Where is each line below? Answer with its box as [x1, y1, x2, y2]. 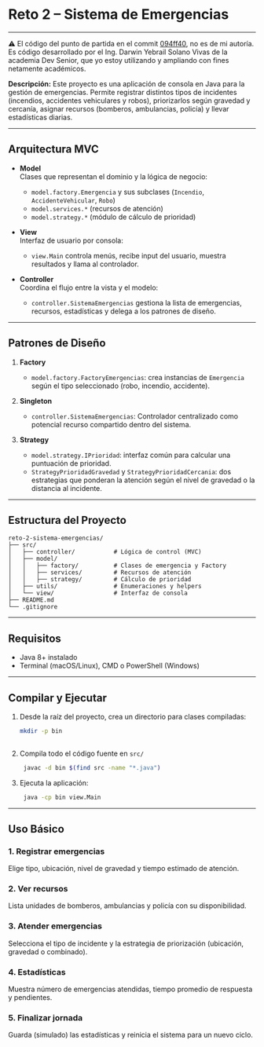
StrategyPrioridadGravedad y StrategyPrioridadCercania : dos [31, 467, 232, 476]
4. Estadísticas [8, 966, 66, 977]
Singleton [19, 396, 53, 405]
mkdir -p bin [19, 727, 63, 735]
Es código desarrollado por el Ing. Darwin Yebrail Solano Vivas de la [8, 47, 228, 57]
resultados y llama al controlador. [31, 259, 139, 269]
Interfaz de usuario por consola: [19, 236, 123, 245]
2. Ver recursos [8, 884, 68, 895]
